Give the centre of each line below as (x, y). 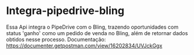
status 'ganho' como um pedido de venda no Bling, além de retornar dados (97, 33)
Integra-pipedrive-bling (65, 11)
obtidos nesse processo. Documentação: (56, 39)
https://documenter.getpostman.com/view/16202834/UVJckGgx (84, 46)
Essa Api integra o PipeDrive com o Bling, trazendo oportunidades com (92, 27)
